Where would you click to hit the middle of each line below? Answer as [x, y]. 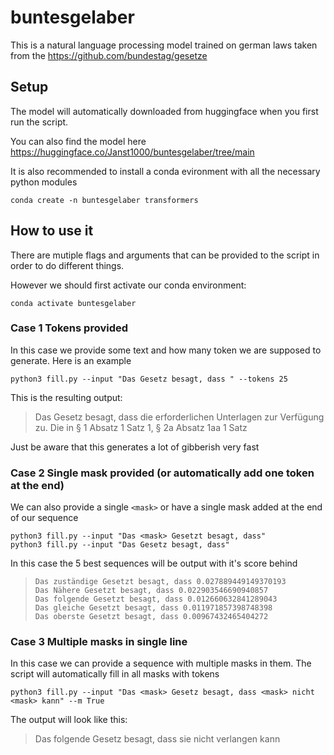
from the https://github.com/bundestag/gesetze [109, 55]
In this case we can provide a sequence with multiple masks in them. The [161, 663]
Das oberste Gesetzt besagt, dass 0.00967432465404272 [151, 617]
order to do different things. [67, 265]
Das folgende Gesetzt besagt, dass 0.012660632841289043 [156, 599]
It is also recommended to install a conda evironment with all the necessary [165, 171]
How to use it [52, 231]
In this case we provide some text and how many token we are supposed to [166, 350]
